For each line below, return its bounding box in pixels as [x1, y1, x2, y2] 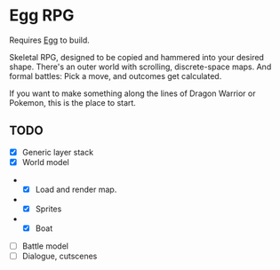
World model [21, 156, 69, 167]
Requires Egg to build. [9, 35, 91, 45]
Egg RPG [9, 5, 75, 26]
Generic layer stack [21, 147, 94, 157]
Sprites [35, 203, 62, 214]
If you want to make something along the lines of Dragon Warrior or [9, 88, 256, 99]
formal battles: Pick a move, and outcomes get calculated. [9, 70, 222, 81]
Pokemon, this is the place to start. [9, 97, 136, 107]
